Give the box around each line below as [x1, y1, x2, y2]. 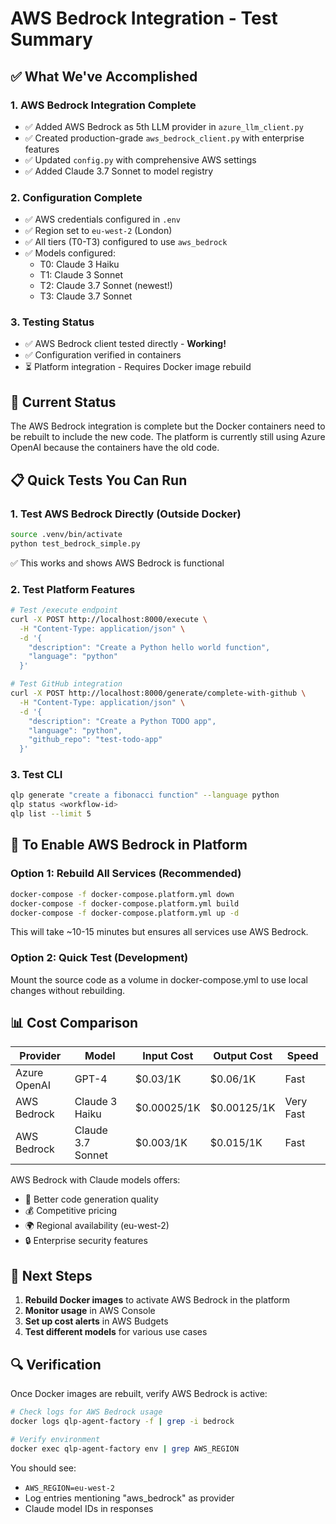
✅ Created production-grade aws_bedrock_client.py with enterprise [24, 132, 305, 144]
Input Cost [142, 1049, 194, 1063]
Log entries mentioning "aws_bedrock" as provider [24, 1492, 235, 1504]
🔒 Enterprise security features [24, 1235, 148, 1247]
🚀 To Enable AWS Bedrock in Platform [10, 837, 248, 854]
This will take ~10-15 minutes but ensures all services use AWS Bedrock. [10, 926, 309, 938]
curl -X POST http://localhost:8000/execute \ [10, 614, 208, 624]
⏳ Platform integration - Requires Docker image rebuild [24, 361, 252, 373]
